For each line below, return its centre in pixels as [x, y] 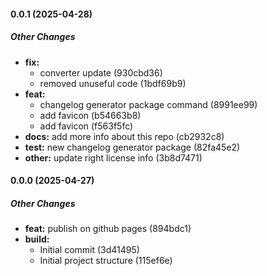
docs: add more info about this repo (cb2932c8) [124, 136]
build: [37, 239]
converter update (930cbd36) [101, 72]
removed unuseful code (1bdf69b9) [113, 83]
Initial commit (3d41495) [89, 250]
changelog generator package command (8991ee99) [148, 104]
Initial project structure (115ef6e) [106, 261]
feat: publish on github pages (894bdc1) [108, 229]
